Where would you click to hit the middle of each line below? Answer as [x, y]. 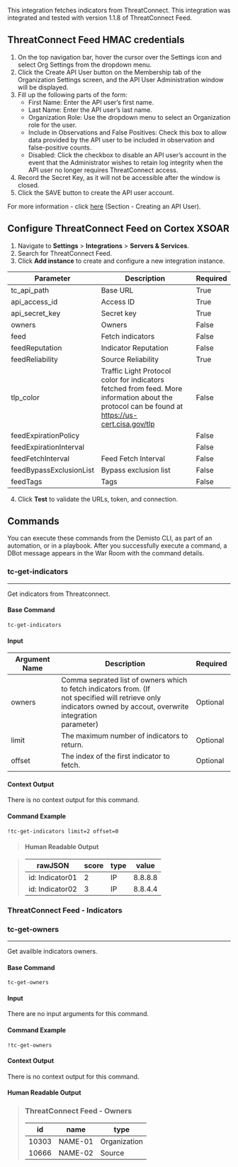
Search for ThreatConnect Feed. [65, 253]
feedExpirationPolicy [45, 435]
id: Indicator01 [53, 877]
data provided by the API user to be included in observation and [121, 140]
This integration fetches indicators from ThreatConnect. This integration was [119, 10]
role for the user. [52, 125]
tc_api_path [30, 290]
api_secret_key [36, 313]
